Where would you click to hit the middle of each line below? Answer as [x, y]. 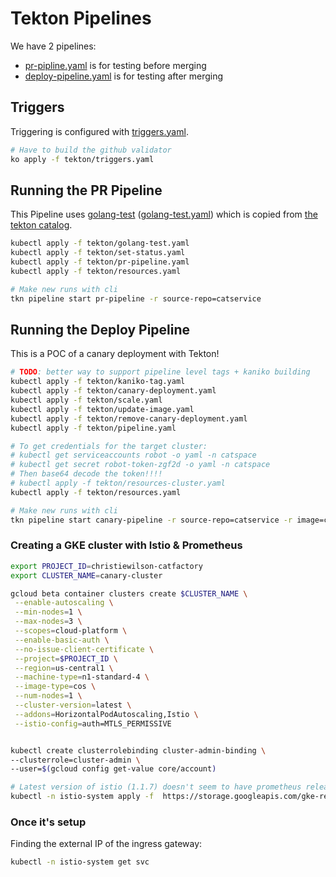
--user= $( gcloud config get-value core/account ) [113, 769]
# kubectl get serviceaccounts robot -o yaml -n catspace [133, 455]
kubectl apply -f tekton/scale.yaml [86, 400]
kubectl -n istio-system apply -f [82, 797]
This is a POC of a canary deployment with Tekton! [115, 354]
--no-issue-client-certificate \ [84, 649]
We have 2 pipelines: [53, 46]
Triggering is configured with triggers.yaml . [99, 131]
